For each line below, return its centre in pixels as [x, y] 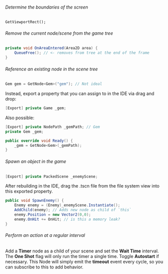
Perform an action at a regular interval [45, 235]
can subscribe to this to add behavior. [45, 267]
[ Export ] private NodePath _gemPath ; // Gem [53, 127]
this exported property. [29, 192]
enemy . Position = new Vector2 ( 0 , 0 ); [53, 215]
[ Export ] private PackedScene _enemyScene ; [52, 176]
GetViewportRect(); [26, 22]
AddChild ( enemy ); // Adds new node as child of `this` [73, 210]
